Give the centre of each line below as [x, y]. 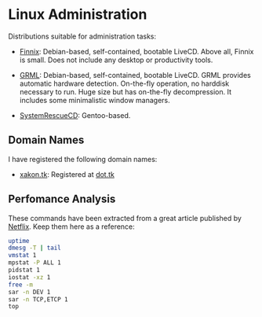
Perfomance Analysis [62, 199]
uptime [19, 241]
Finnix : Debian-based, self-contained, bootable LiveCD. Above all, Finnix [136, 51]
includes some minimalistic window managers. [95, 100]
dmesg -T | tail [35, 248]
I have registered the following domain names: [83, 159]
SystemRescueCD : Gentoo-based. [75, 115]
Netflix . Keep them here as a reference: [71, 227]
